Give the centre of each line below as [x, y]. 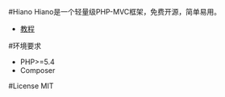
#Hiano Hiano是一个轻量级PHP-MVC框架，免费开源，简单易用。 [115, 12]
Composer [37, 70]
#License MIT [31, 86]
